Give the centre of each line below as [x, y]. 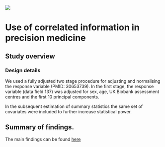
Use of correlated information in [73, 27]
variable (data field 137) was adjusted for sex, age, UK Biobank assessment [82, 92]
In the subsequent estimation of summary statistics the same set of [74, 106]
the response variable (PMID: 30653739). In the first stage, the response [80, 86]
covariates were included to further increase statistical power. [68, 111]
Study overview [30, 56]
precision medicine [45, 38]
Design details [23, 70]
